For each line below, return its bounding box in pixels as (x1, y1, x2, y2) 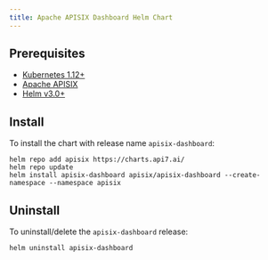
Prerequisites (9, 46, 85, 61)
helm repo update (9, 163, 74, 172)
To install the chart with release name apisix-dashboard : (9, 138, 215, 149)
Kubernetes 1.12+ (21, 69, 85, 80)
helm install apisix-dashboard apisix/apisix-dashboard (9, 171, 221, 180)
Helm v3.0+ (21, 88, 65, 99)
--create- (223, 171, 261, 180)
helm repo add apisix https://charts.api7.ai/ (9, 155, 185, 165)
